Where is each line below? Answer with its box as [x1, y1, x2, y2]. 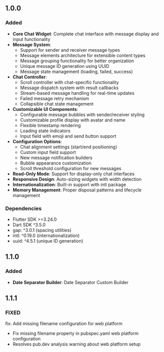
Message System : [12, 42, 51, 48]
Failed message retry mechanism [20, 95, 89, 101]
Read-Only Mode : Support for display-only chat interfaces [12, 171, 135, 177]
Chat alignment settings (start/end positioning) [20, 144, 118, 150]
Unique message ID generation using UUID [20, 63, 110, 69]
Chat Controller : [12, 73, 47, 80]
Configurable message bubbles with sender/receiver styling [20, 111, 145, 118]
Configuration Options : [12, 138, 62, 144]
